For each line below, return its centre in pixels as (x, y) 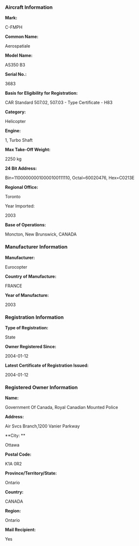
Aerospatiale (18, 46)
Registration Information (34, 317)
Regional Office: (22, 187)
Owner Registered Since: (31, 346)
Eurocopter (16, 267)
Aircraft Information (29, 7)
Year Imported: (20, 206)
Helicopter (15, 121)
